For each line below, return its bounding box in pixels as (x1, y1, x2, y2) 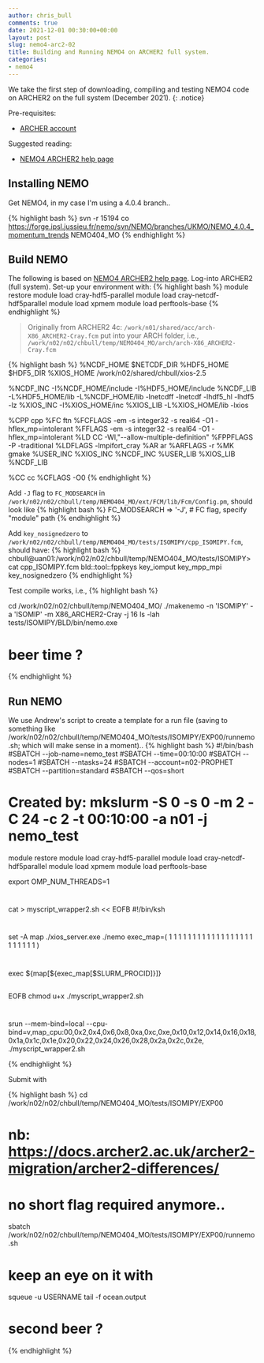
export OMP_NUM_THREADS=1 (8, 877, 110, 886)
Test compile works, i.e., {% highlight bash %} (8, 586, 159, 596)
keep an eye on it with (8, 1266, 154, 1284)
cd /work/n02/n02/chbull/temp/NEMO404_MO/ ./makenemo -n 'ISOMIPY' (8, 601, 249, 611)
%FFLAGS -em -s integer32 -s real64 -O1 (74, 424, 210, 434)
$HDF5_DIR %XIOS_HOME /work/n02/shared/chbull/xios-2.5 (8, 369, 206, 378)
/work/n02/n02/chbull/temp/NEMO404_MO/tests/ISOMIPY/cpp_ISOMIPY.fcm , (8, 537, 244, 547)
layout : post (8, 33, 51, 42)
